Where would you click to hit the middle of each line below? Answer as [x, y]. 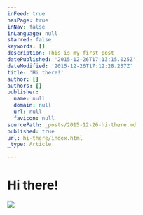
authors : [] [25, 86]
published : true [31, 131]
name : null [29, 99]
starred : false [29, 40]
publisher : [23, 92]
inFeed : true [26, 14]
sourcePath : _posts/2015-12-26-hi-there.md [72, 125]
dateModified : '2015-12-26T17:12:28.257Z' [70, 66]
